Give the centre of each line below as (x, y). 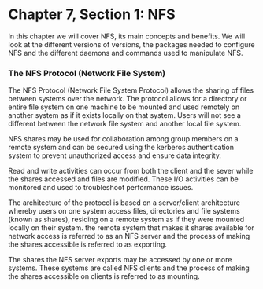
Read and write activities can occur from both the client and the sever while (131, 171)
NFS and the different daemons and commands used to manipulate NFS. (126, 53)
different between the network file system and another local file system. (125, 124)
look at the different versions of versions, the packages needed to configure (131, 44)
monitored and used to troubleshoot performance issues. (101, 188)
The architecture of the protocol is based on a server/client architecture (124, 203)
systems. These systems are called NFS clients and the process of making (129, 268)
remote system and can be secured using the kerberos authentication (121, 148)
